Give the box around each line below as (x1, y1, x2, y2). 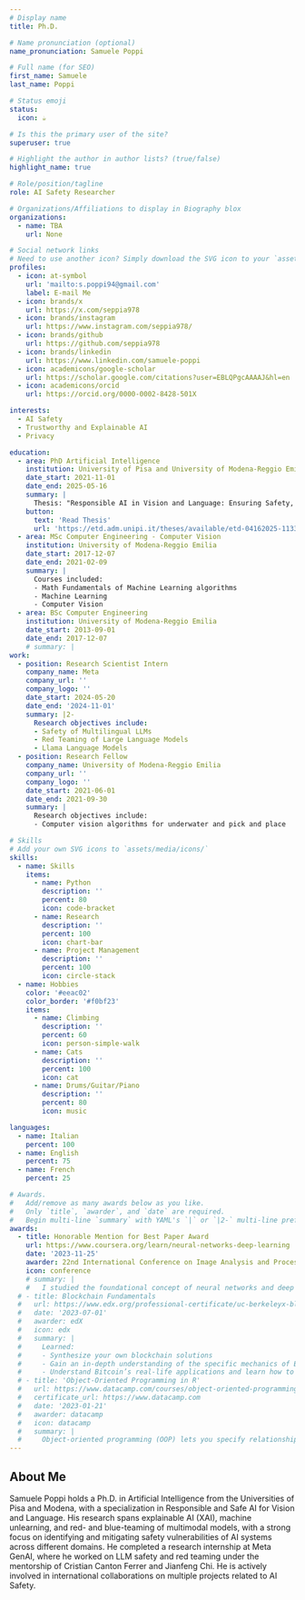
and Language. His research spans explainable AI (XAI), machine (9, 1512, 252, 1523)
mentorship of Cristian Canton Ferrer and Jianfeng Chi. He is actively (9, 1560, 268, 1571)
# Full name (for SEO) (9, 63, 95, 73)
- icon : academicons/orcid (17, 381, 120, 391)
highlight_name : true (9, 163, 92, 173)
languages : (9, 1123, 51, 1132)
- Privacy (17, 431, 54, 441)
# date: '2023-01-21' (17, 1401, 107, 1410)
